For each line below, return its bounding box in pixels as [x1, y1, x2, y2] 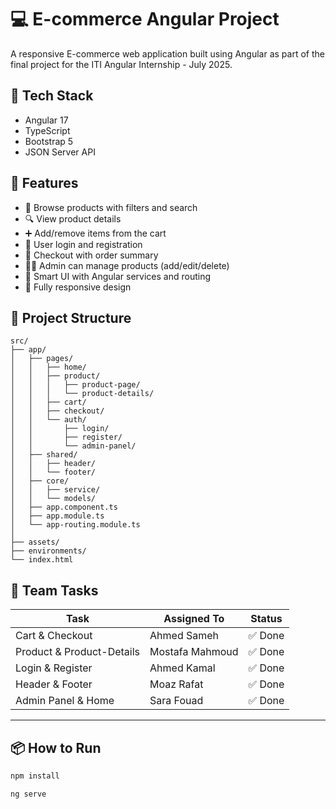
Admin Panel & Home [15, 694, 115, 708]
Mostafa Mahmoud [149, 645, 239, 659]
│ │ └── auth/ [10, 415, 87, 425]
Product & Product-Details [15, 645, 141, 659]
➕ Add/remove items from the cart [24, 227, 167, 239]
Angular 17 [24, 114, 69, 126]
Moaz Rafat [149, 677, 204, 691]
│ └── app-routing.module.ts [10, 520, 141, 530]
